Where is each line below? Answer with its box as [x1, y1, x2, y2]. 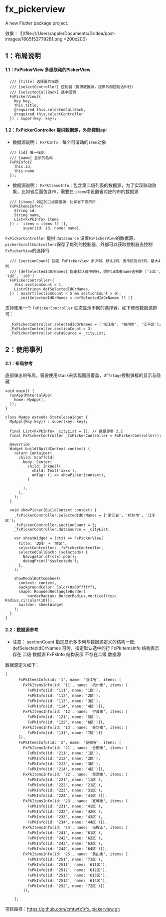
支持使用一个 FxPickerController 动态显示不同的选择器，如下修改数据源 [5, 304, 153, 310]
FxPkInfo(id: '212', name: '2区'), [27, 756, 101, 761]
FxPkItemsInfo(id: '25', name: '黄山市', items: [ [23, 851, 128, 856]
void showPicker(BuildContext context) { [9, 507, 97, 513]
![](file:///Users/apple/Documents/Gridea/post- [19, 30, 116, 36]
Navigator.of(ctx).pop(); [23, 554, 77, 559]
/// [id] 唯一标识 [9, 150, 45, 155]
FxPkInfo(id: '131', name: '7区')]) [27, 730, 103, 735]
